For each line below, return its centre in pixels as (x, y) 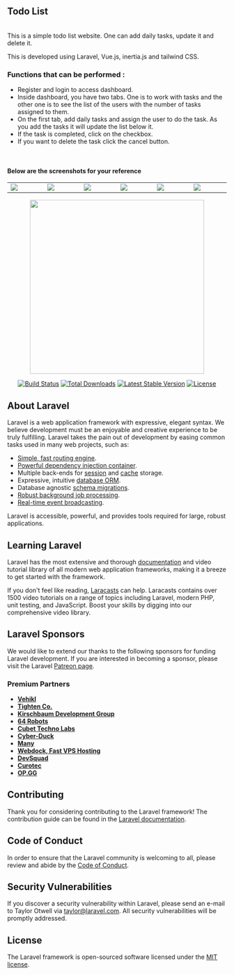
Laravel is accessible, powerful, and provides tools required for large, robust (117, 516)
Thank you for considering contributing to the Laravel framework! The (107, 811)
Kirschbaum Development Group (66, 714)
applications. (25, 523)
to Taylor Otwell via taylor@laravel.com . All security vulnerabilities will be (112, 911)
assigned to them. (43, 112)
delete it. (20, 43)
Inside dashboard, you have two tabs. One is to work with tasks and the (120, 97)
